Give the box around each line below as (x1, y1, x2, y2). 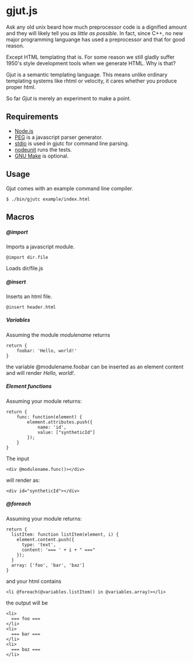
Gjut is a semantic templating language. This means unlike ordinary (6, 71, 168, 78)
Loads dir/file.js (6, 265, 43, 272)
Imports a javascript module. (6, 243, 75, 250)
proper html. (6, 83, 36, 90)
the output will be (6, 599, 48, 606)
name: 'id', (37, 424, 67, 430)
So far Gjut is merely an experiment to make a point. (6, 95, 132, 102)
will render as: (6, 476, 40, 484)
